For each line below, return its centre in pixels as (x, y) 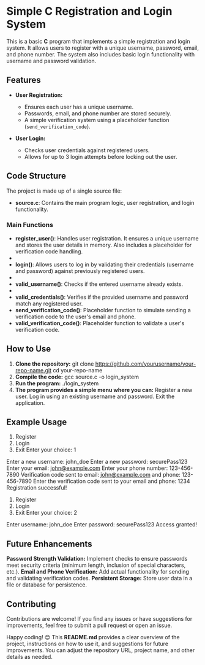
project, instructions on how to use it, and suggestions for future (88, 644)
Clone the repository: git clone (54, 364)
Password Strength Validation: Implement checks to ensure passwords (97, 559)
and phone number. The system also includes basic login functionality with (101, 54)
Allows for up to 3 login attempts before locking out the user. (101, 156)
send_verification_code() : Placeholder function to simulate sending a (103, 310)
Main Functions (30, 225)
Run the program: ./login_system (57, 383)
